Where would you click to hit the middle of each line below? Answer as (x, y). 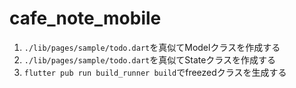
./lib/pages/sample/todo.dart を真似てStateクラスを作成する (150, 59)
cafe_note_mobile (85, 18)
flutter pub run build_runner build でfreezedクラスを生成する (155, 72)
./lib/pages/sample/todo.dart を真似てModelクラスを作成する (152, 47)
